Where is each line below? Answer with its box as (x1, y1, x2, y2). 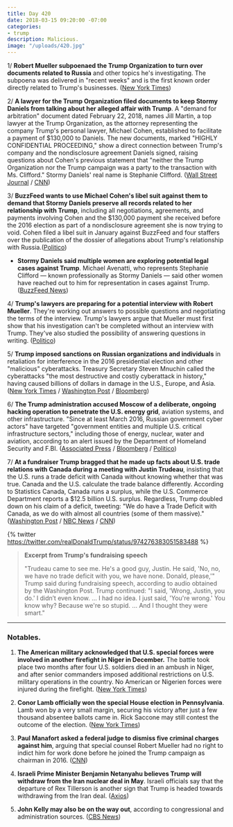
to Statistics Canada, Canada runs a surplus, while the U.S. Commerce (7, 487, 208, 495)
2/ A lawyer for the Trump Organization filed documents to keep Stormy (7, 97, 218, 105)
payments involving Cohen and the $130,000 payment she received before (7, 214, 221, 222)
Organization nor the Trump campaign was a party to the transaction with (7, 164, 217, 171)
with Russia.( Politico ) (7, 244, 67, 251)
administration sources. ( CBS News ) (17, 812, 121, 821)
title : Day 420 (7, 10, 51, 17)
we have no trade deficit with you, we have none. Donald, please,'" (24, 572, 215, 580)
